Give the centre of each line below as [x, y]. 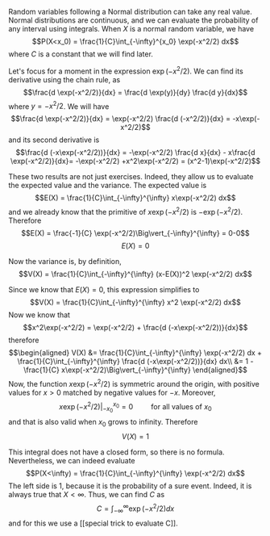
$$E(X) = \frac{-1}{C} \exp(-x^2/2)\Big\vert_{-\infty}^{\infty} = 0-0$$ [135, 232]
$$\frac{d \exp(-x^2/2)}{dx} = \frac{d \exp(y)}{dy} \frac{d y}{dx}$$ [135, 92]
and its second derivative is [54, 140]
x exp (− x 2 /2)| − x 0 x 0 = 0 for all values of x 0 [135, 407]
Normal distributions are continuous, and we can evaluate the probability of [133, 20]
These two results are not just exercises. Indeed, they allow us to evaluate [131, 177]
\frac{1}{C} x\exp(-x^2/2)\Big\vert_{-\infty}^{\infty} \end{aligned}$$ [135, 370]
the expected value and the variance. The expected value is [108, 186]
